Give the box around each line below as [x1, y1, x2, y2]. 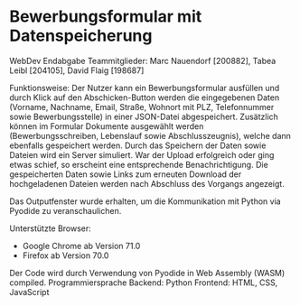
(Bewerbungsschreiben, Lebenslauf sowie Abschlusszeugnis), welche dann [9, 130, 292, 141]
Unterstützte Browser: [9, 223, 92, 234]
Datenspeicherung [9, 25, 153, 46]
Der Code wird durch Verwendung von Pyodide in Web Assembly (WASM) [9, 267, 286, 278]
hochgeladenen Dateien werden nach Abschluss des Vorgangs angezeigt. [9, 178, 285, 189]
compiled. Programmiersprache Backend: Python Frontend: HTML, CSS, [9, 277, 278, 288]
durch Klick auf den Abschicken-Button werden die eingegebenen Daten [9, 92, 280, 103]
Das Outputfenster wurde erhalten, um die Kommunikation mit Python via [9, 196, 282, 207]
